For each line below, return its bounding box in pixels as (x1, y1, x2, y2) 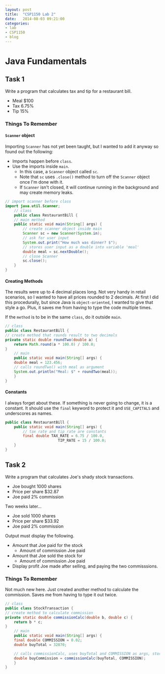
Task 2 (5, 461, 26, 469)
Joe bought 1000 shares (12, 483, 62, 489)
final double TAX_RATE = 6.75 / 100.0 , (23, 433, 105, 438)
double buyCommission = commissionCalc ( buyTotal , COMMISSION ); (14, 656, 146, 661)
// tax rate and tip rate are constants (23, 429, 107, 434)
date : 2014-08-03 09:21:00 (5, 16, 65, 21)
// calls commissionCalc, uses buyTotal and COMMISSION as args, (14, 651, 151, 656)
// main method (14, 217, 45, 222)
